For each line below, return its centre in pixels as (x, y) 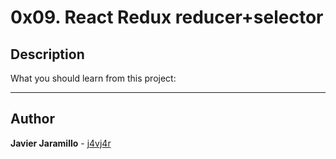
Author (32, 119)
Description (47, 54)
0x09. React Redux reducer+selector (167, 17)
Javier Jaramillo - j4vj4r (61, 143)
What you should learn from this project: (93, 78)
